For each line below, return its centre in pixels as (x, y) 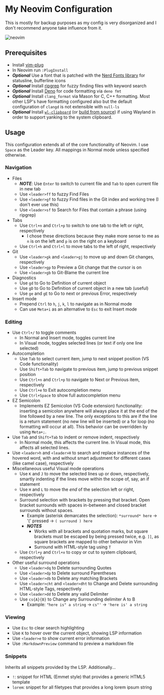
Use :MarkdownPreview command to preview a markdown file (73, 644)
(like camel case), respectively (43, 463)
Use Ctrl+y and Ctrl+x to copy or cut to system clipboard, (78, 552)
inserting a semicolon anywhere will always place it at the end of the (88, 411)
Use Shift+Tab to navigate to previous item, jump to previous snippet (89, 369)
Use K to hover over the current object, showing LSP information (77, 633)
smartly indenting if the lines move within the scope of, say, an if (84, 479)
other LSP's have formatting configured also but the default (72, 101)
